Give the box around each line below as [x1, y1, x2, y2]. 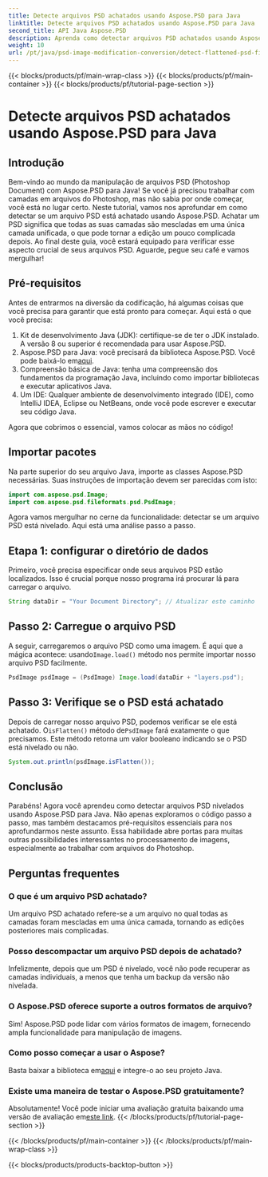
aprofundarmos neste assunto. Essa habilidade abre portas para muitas [8, 826, 243, 836]
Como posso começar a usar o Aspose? [8, 1048, 165, 1059]
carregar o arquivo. [8, 583, 72, 592]
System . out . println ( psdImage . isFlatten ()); [8, 757, 156, 765]
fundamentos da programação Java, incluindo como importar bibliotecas [19, 372, 260, 382]
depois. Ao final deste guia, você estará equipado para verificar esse [8, 237, 235, 246]
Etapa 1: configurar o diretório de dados [8, 544, 209, 558]
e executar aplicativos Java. [19, 381, 112, 391]
